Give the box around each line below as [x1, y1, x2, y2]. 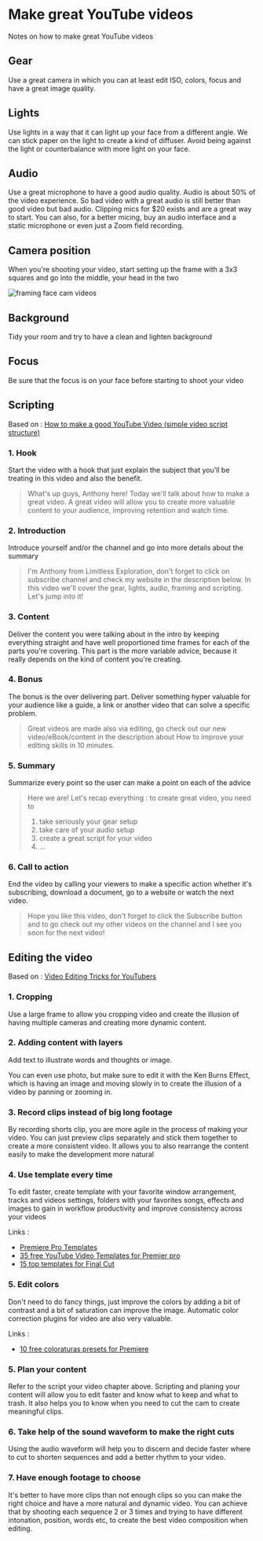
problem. [8, 708, 38, 717]
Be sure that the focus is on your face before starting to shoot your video [8, 375, 244, 385]
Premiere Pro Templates [19, 1243, 98, 1252]
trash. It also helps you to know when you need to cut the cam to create [8, 1399, 240, 1407]
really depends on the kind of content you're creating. [8, 654, 183, 664]
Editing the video [8, 950, 93, 964]
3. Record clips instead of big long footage [8, 1107, 173, 1118]
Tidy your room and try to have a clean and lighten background [8, 332, 213, 341]
